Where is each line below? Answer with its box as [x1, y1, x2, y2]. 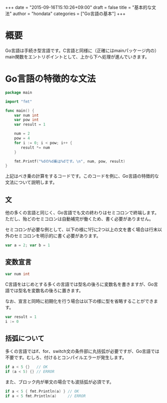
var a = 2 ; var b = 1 [5, 243, 50, 248]
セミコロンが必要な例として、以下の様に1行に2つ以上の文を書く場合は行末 [5, 227, 158, 233]
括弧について [5, 334, 45, 342]
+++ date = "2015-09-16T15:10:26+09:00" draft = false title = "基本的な [5, 5, 152, 10]
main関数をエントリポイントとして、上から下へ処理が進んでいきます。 [5, 54, 150, 60]
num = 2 [14, 131, 30, 136]
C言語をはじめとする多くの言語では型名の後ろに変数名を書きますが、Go [5, 281, 154, 287]
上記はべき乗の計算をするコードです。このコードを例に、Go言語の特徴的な [5, 173, 160, 179]
